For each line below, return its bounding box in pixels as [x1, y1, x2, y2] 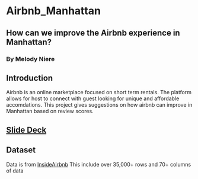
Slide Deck [6, 124, 47, 135]
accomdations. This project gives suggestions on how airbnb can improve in [6, 101, 193, 108]
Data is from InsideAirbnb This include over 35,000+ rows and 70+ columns [6, 161, 191, 168]
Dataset [6, 145, 36, 155]
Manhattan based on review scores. [6, 108, 94, 115]
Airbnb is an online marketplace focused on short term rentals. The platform [6, 89, 191, 96]
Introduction [6, 73, 53, 83]
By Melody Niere [6, 55, 55, 63]
